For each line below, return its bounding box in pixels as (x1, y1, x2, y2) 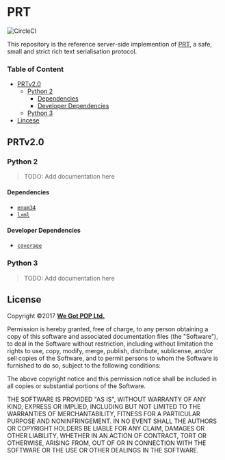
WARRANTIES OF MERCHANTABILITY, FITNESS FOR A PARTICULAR (7, 410, 200, 418)
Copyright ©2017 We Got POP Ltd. (7, 312, 105, 320)
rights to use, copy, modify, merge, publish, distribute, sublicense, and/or (7, 347, 213, 355)
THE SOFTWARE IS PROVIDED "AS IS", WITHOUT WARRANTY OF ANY (7, 395, 207, 404)
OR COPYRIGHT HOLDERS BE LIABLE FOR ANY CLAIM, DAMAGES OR (7, 424, 205, 433)
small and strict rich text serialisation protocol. (7, 47, 137, 55)
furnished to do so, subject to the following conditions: (7, 361, 161, 370)
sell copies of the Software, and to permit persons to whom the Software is (7, 354, 219, 363)
